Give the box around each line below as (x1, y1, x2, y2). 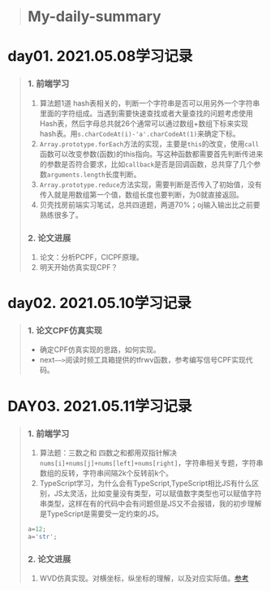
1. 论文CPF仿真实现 (27, 325, 103, 337)
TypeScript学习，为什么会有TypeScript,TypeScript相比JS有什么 (39, 478, 252, 488)
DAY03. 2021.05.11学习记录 (7, 397, 192, 415)
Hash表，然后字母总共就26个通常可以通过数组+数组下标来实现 (39, 118, 249, 128)
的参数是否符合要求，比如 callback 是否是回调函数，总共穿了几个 (39, 159, 254, 169)
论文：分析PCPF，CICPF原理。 (39, 252, 144, 262)
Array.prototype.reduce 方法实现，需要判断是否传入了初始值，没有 (39, 179, 263, 189)
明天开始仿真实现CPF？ (39, 262, 118, 272)
